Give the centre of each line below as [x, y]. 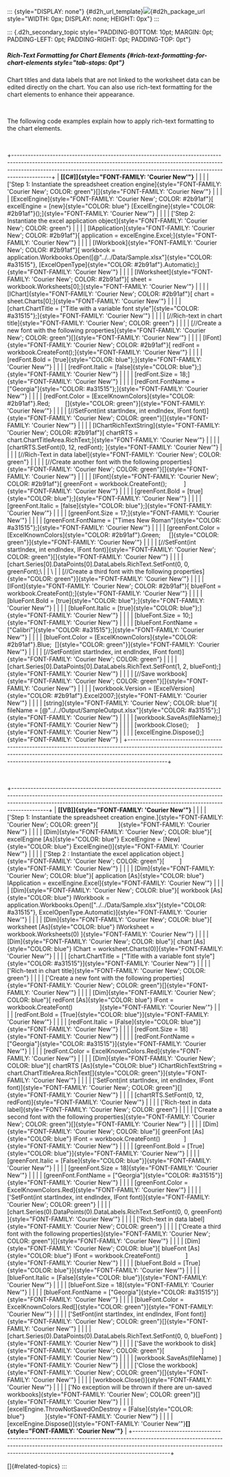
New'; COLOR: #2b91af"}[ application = [63, 235]
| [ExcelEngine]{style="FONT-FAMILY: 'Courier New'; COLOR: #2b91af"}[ [111, 199]
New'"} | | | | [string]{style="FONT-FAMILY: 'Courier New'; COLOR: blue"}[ [112, 703]
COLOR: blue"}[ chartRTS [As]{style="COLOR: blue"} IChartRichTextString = [115, 1065]
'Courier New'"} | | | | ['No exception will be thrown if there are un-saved [110, 1387]
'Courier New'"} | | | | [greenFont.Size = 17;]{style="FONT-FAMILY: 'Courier [113, 513]
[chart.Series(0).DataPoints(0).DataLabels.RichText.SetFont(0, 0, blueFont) [113, 1336]
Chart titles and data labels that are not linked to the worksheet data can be [114, 80]
